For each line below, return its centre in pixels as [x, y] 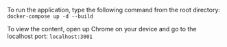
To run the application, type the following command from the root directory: [114, 10]
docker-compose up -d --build [50, 16]
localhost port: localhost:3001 [50, 36]
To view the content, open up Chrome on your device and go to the [102, 29]
